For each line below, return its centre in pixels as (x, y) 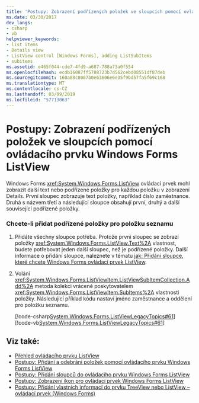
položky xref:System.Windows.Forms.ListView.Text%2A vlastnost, (95, 243)
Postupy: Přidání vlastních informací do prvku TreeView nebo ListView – (102, 387)
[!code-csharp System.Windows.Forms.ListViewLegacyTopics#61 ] (95, 316)
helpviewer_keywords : (33, 39)
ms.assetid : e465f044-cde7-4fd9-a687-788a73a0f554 (70, 67)
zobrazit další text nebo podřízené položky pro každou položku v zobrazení (98, 190)
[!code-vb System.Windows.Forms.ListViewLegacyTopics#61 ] (89, 322)
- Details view (25, 50)
